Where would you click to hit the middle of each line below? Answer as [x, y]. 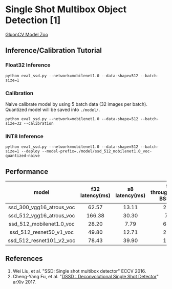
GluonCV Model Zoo [27, 34]
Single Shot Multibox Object [66, 9]
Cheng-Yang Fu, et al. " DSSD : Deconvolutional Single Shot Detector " [85, 276]
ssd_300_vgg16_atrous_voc [42, 207]
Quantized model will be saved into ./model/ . [53, 109]
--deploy [30, 151]
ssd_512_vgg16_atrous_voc [42, 216]
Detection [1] [33, 20]
